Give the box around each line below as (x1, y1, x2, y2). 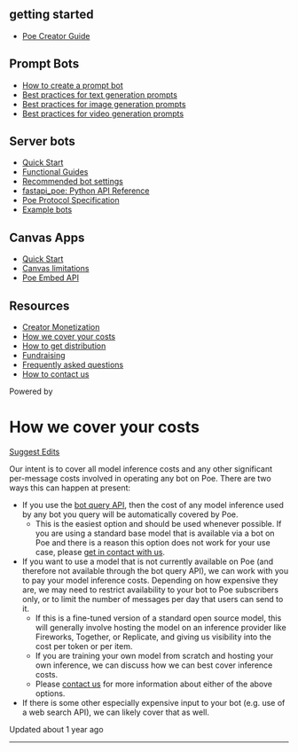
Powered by (9, 386, 53, 397)
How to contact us (21, 369, 90, 380)
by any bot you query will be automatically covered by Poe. (21, 509, 239, 520)
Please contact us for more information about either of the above (35, 678, 273, 689)
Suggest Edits (9, 447, 60, 457)
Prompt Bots (9, 57, 80, 72)
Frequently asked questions (21, 359, 124, 371)
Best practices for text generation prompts (21, 89, 177, 100)
